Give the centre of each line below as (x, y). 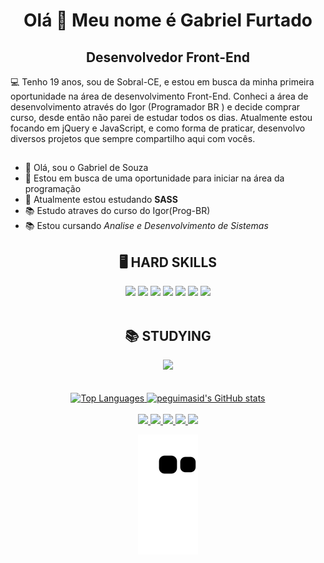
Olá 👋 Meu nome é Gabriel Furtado (168, 20)
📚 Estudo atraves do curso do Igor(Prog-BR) (117, 211)
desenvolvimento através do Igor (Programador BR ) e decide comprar (155, 107)
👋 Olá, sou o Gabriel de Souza (86, 168)
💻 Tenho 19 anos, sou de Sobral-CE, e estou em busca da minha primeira (162, 82)
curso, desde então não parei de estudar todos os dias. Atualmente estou (161, 117)
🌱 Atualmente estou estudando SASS (101, 200)
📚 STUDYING (168, 335)
